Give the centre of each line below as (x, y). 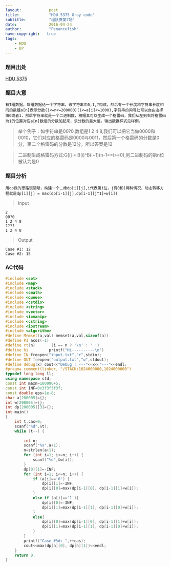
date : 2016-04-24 (39, 24)
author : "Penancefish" (42, 29)
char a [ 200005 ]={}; (26, 398)
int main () (17, 412)
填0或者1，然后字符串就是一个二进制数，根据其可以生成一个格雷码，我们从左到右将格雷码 (86, 116)
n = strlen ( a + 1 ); (40, 450)
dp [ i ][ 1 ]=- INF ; (58, 484)
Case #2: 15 (18, 254)
